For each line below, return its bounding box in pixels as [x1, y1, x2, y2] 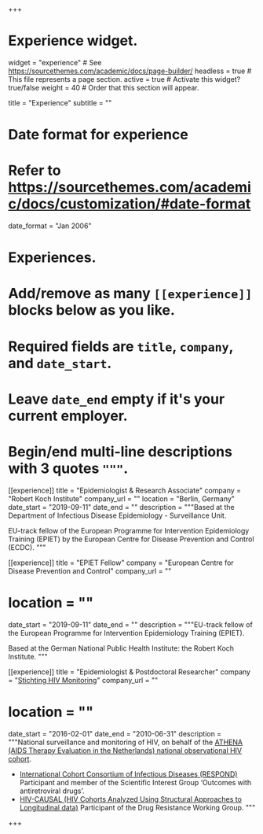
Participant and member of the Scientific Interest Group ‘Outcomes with [19, 777, 252, 787]
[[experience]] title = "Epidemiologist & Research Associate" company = [8, 485, 242, 495]
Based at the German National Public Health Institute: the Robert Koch [8, 643, 234, 653]
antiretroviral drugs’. [19, 786, 85, 795]
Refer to [8, 162, 61, 179]
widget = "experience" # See [8, 57, 102, 67]
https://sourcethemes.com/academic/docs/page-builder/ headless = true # [8, 66, 252, 76]
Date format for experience [8, 126, 188, 144]
